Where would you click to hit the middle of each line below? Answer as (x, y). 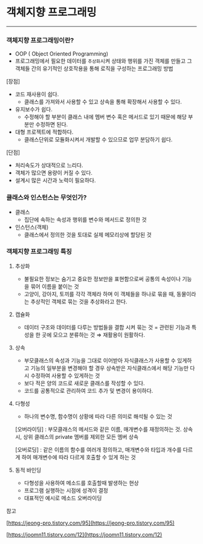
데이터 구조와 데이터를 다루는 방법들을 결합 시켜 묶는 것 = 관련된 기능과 (107, 327)
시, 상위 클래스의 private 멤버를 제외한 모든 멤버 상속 (77, 436)
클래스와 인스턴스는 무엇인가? (47, 198)
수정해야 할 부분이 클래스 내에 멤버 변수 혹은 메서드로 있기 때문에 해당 (105, 117)
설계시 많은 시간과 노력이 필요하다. (55, 180)
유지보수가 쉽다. (34, 109)
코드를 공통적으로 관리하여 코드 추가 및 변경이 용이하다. (89, 390)
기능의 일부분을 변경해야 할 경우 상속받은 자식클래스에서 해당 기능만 (110, 368)
